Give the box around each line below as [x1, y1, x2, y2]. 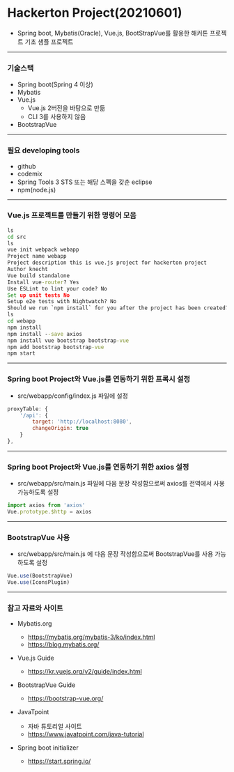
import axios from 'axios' [7, 502, 86, 509]
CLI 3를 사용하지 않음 [27, 113, 86, 121]
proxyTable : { [7, 406, 49, 412]
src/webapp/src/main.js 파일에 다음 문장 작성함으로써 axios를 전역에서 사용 [17, 479, 225, 488]
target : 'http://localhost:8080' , [32, 418, 132, 426]
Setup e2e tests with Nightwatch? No [7, 298, 117, 305]
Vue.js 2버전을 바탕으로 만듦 [27, 104, 106, 112]
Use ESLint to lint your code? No [7, 285, 108, 292]
